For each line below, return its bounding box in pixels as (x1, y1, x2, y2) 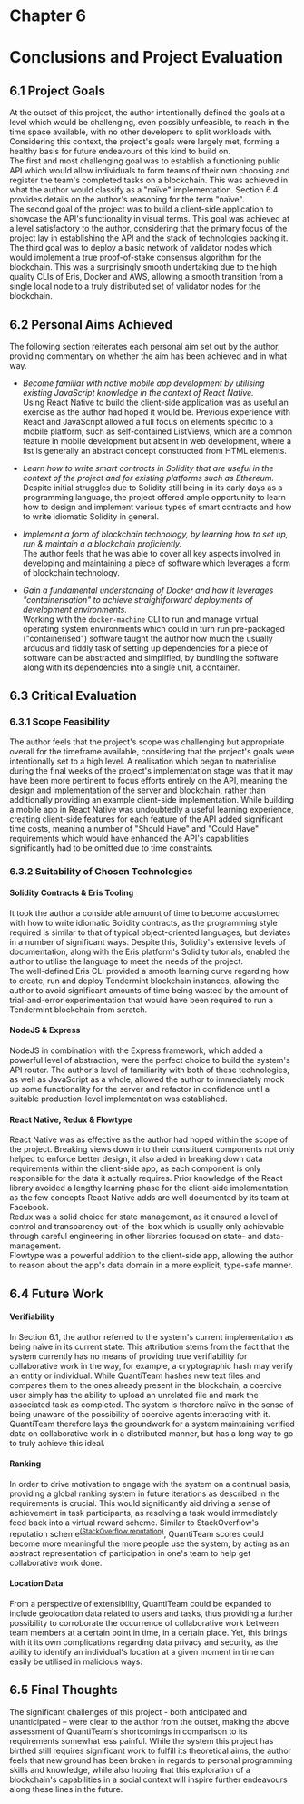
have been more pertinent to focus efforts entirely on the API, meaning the (9, 774, 288, 785)
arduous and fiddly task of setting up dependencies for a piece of (22, 643, 269, 654)
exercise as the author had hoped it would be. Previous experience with (22, 407, 291, 418)
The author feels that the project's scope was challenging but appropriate (9, 736, 285, 747)
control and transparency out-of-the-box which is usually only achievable (9, 1221, 284, 1232)
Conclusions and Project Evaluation (9, 47, 284, 68)
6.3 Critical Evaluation (9, 688, 138, 704)
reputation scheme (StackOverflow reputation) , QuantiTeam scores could (9, 1527, 265, 1539)
